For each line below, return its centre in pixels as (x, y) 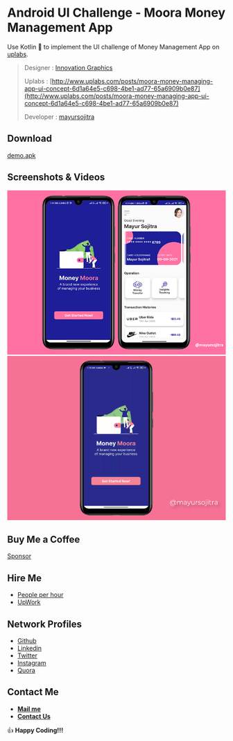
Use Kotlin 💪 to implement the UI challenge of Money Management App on (113, 47)
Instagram (32, 663)
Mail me (29, 709)
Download (29, 139)
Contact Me (33, 692)
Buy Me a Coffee (44, 539)
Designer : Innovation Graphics (68, 67)
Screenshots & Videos (56, 178)
